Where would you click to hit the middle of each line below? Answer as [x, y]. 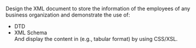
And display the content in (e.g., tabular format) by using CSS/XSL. [96, 39]
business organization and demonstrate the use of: [68, 15]
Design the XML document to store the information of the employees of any [98, 9]
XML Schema [31, 33]
